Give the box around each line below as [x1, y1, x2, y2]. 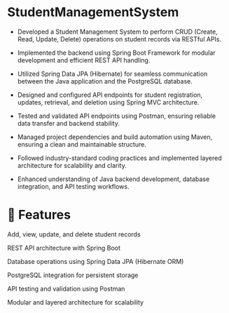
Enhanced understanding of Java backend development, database [17, 175, 210, 183]
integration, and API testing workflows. [17, 182, 130, 190]
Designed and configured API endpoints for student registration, [17, 91, 203, 99]
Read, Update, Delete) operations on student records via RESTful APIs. [17, 34, 222, 43]
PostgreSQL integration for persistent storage [7, 271, 139, 279]
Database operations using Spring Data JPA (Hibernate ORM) [7, 257, 184, 265]
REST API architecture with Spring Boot [7, 244, 121, 252]
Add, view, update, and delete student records [7, 229, 141, 239]
